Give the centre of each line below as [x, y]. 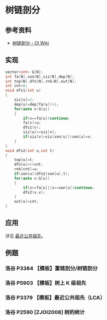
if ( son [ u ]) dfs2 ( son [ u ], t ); [42, 174]
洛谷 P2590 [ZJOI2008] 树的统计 [45, 312]
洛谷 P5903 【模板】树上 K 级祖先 [46, 283]
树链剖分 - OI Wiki [31, 43]
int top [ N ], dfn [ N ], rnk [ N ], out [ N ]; [41, 81]
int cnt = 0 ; [16, 86]
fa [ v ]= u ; [32, 123]
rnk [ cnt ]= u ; [26, 169]
